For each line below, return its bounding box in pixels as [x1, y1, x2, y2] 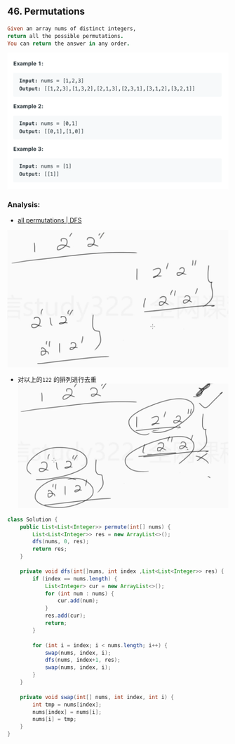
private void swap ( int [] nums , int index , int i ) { [20, 693, 174, 700]
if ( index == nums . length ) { [32, 575, 118, 582]
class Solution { [7, 516, 58, 523]
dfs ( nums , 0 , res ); [32, 538, 90, 545]
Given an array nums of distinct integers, [7, 25, 137, 32]
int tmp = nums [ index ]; [32, 701, 102, 708]
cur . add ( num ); [57, 597, 99, 604]
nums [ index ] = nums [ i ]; [32, 708, 102, 715]
